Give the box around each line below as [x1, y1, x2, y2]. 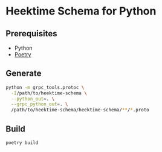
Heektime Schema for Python [5, 4, 157, 18]
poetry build [5, 140, 39, 146]
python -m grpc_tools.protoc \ [5, 84, 85, 90]
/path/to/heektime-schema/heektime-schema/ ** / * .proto [11, 107, 149, 113]
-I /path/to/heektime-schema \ [11, 90, 87, 96]
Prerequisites [5, 28, 57, 39]
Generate [5, 68, 42, 79]
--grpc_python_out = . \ [11, 101, 68, 107]
